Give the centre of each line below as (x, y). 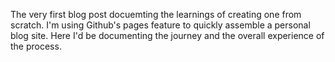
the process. (36, 46)
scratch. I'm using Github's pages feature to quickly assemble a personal (160, 25)
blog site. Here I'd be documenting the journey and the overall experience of (167, 35)
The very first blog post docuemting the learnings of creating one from (156, 14)
